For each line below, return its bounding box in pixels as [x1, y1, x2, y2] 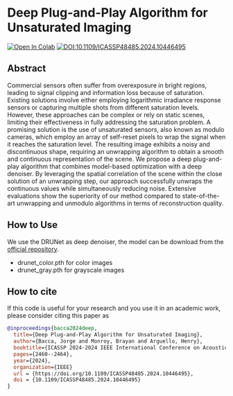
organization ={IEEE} [13, 363, 73, 370]
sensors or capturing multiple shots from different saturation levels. [7, 103, 200, 112]
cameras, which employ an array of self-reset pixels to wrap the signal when [7, 132, 226, 141]
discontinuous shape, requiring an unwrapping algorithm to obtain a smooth [7, 147, 224, 155]
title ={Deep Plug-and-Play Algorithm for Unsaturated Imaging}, [13, 332, 203, 338]
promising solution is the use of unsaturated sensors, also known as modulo [7, 125, 225, 133]
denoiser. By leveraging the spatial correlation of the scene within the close [7, 169, 223, 178]
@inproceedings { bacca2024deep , [7, 325, 98, 332]
